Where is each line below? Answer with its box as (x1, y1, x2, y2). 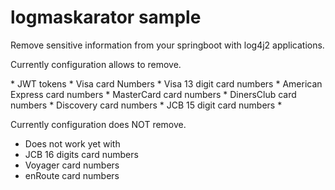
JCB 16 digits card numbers (24, 148, 139, 160)
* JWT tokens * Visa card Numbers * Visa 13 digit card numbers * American (10, 77, 323, 90)
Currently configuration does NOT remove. (10, 118, 187, 130)
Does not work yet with (24, 137, 121, 150)
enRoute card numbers (24, 169, 120, 181)
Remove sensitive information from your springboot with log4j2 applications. (10, 39, 325, 51)
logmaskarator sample (10, 6, 202, 29)
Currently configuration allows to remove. (10, 58, 182, 70)
